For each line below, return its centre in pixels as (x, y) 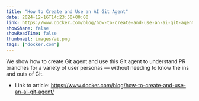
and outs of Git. (25, 74)
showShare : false (28, 28)
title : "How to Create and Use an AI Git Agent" (67, 12)
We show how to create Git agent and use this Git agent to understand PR (96, 61)
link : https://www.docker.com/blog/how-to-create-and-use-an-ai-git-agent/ (102, 22)
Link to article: (32, 85)
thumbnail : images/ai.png (38, 39)
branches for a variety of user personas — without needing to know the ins (98, 67)
